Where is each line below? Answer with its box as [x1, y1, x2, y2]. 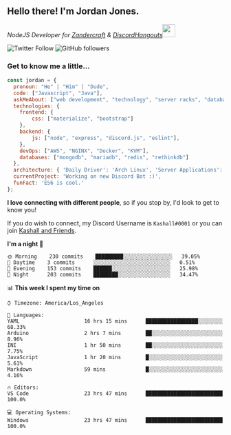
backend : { [19, 128, 51, 135]
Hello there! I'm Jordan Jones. [7, 6, 140, 17]
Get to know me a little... [7, 61, 91, 71]
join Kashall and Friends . [7, 226, 77, 234]
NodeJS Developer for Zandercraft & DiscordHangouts [7, 30, 163, 39]
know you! [7, 205, 36, 214]
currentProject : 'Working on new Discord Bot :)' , [13, 173, 162, 180]
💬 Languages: [7, 312, 45, 318]
